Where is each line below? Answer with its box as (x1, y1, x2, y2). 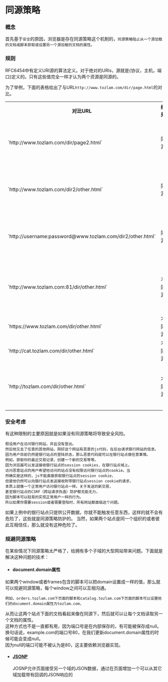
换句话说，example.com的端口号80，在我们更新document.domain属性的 (5, 629, 155, 635)
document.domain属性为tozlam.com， (12, 601, 84, 606)
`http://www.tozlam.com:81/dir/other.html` (7, 283, 107, 290)
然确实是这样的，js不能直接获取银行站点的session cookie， (5, 473, 116, 478)
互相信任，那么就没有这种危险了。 (9, 522, 80, 528)
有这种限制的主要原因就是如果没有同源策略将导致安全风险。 (5, 431, 128, 437)
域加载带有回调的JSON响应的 (12, 671, 73, 677)
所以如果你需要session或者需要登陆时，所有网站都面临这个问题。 (5, 500, 121, 505)
